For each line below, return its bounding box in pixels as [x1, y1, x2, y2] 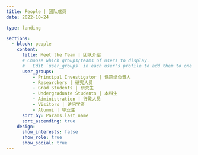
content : [17, 47, 39, 53]
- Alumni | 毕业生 [32, 107, 76, 113]
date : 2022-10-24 [6, 14, 49, 20]
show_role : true [21, 134, 62, 141]
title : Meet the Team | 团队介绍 [21, 52, 101, 58]
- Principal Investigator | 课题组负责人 [32, 74, 132, 80]
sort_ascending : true [21, 118, 76, 124]
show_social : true [21, 140, 68, 146]
